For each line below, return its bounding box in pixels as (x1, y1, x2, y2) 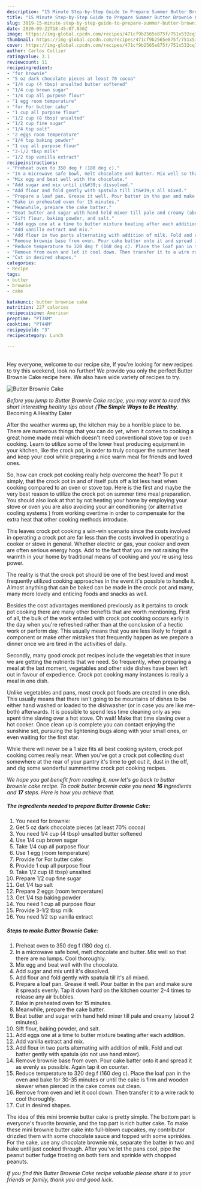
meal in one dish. (7, 677, 49, 684)
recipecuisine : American (7, 310, 69, 316)
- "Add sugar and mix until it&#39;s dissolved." (7, 182, 134, 188)
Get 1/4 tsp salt (15, 881, 53, 889)
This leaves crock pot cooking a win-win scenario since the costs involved (7, 527, 191, 535)
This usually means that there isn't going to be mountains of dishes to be (7, 695, 187, 702)
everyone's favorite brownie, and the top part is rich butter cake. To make (7, 1120, 188, 1127)
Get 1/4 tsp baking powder (15, 894, 82, 901)
